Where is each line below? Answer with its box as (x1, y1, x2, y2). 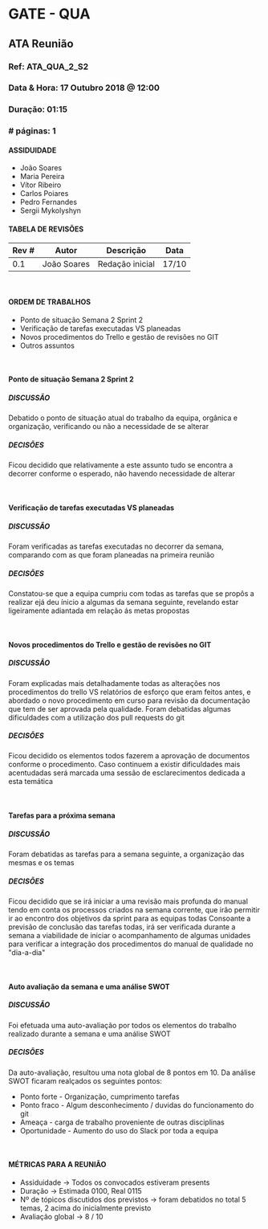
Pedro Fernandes (19, 198, 78, 207)
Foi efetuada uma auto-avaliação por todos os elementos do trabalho (8, 1020, 237, 1030)
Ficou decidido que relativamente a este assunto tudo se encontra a (8, 460, 233, 470)
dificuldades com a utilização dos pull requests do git (8, 712, 185, 722)
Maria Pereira (19, 172, 65, 182)
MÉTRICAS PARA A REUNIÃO (8, 1160, 107, 1170)
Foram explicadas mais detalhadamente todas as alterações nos (8, 678, 221, 688)
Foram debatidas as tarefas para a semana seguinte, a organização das (8, 849, 245, 859)
